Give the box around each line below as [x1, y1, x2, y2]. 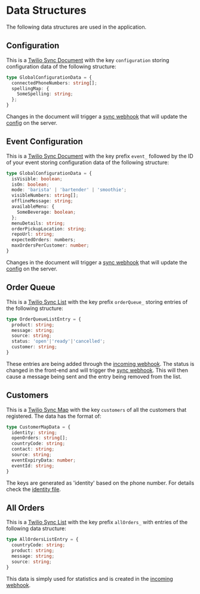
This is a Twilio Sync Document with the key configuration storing [6, 56, 170, 63]
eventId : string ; [11, 463, 55, 469]
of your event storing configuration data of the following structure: [6, 159, 169, 166]
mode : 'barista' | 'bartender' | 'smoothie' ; [11, 187, 127, 193]
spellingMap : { [11, 85, 50, 91]
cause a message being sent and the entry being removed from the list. [6, 373, 182, 380]
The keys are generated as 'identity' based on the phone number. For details [6, 479, 195, 487]
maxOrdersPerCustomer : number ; [11, 242, 90, 248]
